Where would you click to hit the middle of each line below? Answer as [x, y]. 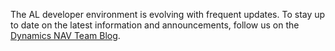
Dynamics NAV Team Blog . [65, 35]
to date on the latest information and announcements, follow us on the [155, 25]
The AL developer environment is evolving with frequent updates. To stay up [168, 14]
